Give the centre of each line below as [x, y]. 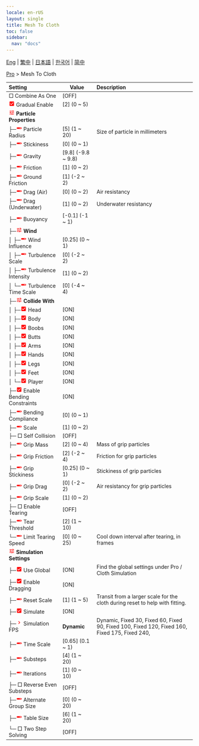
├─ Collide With [32, 301]
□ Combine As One [32, 95]
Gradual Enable [34, 105]
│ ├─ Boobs [26, 328]
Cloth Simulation [117, 573]
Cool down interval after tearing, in [139, 537]
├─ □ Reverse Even [33, 684]
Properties [22, 120]
